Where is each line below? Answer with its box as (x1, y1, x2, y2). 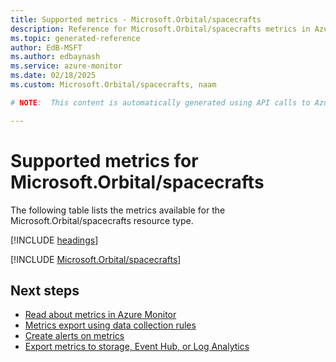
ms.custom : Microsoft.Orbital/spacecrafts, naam (10, 80, 217, 90)
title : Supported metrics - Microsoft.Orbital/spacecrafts (10, 14, 262, 25)
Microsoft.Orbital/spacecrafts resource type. (10, 214, 194, 226)
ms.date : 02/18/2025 (10, 71, 97, 81)
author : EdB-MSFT (10, 42, 83, 53)
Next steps (10, 282, 80, 299)
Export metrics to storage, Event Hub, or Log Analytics (24, 341, 250, 353)
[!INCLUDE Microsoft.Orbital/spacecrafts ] (10, 253, 182, 265)
